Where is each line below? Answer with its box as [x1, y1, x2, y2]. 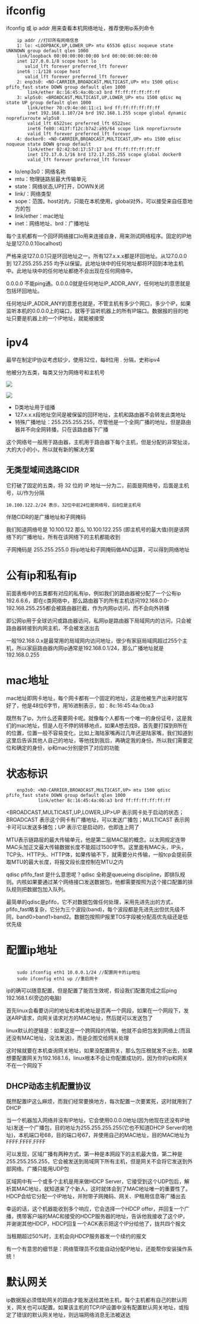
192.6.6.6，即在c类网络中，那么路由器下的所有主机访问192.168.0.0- [6, 597, 170, 604]
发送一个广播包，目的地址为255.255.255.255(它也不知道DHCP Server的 [13, 1124, 188, 1131]
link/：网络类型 [14, 190, 52, 197]
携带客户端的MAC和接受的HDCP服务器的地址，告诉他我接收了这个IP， [16, 1213, 188, 1220]
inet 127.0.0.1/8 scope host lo [17, 58, 97, 64]
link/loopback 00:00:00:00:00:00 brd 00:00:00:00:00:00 [17, 53, 158, 59]
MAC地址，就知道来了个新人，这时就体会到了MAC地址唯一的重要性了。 [16, 1185, 191, 1192]
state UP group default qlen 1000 [6, 100, 92, 106]
